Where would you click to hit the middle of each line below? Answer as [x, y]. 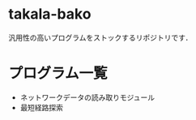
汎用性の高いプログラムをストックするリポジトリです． [100, 37]
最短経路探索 [41, 107]
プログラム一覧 [58, 73]
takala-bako [50, 14]
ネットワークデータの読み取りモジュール [87, 97]
